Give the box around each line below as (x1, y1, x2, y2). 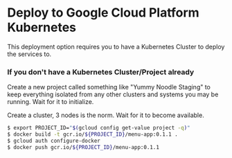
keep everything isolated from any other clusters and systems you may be (7, 90, 219, 98)
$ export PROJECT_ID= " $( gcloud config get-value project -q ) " (7, 125, 190, 132)
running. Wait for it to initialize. (7, 98, 94, 106)
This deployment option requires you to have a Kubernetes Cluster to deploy (7, 42, 225, 51)
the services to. (7, 50, 52, 58)
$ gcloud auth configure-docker (7, 137, 100, 144)
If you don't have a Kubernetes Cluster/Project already (7, 67, 195, 77)
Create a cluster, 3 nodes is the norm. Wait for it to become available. (7, 111, 204, 119)
